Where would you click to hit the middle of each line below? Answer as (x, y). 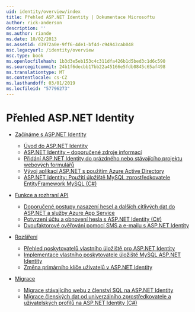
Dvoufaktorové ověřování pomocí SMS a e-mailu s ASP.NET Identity (106, 225)
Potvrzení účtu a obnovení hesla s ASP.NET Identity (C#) (92, 219)
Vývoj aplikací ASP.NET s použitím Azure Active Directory (94, 171)
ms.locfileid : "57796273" (38, 89)
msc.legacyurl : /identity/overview (50, 50)
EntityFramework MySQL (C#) (60, 184)
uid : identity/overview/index (44, 12)
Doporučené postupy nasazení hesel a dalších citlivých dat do (99, 206)
